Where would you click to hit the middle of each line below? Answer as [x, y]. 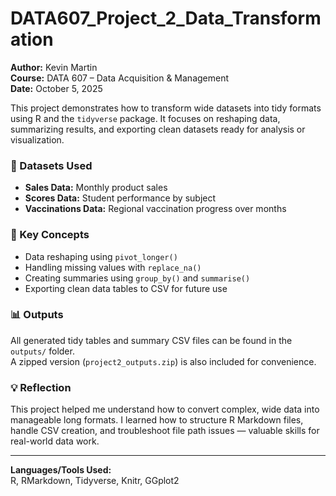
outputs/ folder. [42, 351]
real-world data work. [55, 441]
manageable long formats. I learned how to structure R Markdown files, [157, 420]
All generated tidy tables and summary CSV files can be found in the [151, 340]
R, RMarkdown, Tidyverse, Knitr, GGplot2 [95, 481]
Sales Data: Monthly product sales [96, 188]
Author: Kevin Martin [54, 67]
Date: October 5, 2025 [56, 88]
